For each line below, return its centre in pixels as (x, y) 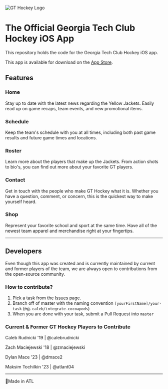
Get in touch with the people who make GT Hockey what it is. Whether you (82, 191)
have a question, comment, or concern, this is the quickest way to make (79, 196)
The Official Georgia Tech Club (70, 28)
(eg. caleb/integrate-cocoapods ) (56, 308)
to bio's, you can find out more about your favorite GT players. (69, 167)
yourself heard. (21, 202)
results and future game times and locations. (51, 137)
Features (19, 78)
